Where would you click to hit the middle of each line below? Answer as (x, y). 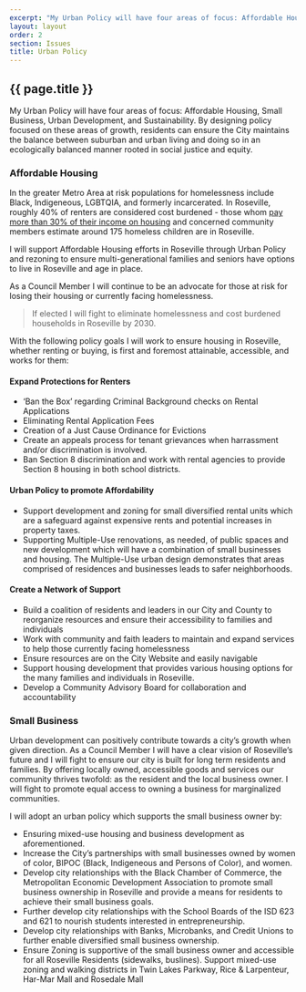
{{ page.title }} (51, 89)
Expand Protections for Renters (70, 381)
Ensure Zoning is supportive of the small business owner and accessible (158, 950)
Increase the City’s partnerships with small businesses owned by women (159, 853)
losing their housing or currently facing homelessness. (112, 296)
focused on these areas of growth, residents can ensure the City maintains (149, 129)
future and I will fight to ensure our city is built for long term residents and (148, 760)
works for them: (39, 360)
